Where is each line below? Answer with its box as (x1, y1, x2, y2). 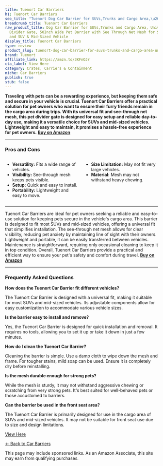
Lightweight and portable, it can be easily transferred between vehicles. (5, 236, 149, 242)
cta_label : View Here (5, 61, 49, 66)
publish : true (5, 75, 34, 80)
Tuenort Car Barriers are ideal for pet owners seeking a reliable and (5, 211, 140, 216)
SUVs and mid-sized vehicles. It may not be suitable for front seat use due (5, 417, 154, 423)
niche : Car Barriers (5, 71, 47, 76)
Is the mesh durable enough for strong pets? (5, 373, 97, 379)
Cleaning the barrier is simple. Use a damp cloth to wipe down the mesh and (5, 353, 158, 359)
